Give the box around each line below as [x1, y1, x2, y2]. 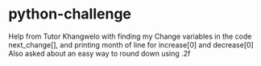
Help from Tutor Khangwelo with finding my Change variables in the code [8, 31, 252, 41]
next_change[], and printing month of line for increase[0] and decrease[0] [8, 39, 254, 49]
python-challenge [8, 5, 131, 23]
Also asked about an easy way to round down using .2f [8, 48, 191, 58]
